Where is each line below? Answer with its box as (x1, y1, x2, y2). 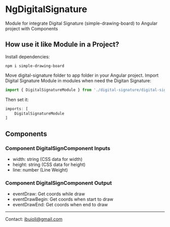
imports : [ (5, 106, 28, 111)
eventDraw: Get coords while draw (12, 191, 85, 197)
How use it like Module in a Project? (5, 40, 119, 49)
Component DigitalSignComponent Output (5, 179, 112, 186)
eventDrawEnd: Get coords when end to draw (12, 202, 108, 208)
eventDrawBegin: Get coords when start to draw (12, 196, 114, 202)
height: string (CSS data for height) (12, 161, 86, 167)
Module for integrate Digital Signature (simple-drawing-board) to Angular (5, 20, 158, 26)
